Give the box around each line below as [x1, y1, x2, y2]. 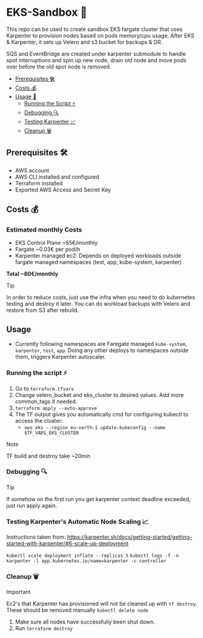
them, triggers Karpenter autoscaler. [15, 353, 106, 361]
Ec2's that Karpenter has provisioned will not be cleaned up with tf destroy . [6, 600, 198, 608]
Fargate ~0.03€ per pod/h [15, 245, 81, 253]
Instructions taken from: [6, 533, 66, 541]
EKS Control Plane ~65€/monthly [15, 239, 98, 247]
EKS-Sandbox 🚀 [6, 5, 88, 19]
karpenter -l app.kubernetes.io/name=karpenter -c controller [6, 558, 167, 564]
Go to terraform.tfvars [15, 385, 74, 392]
